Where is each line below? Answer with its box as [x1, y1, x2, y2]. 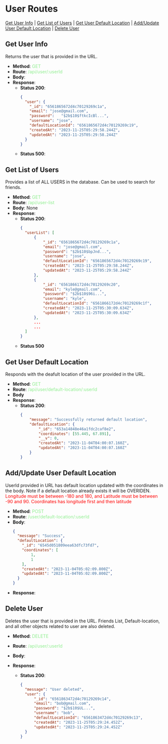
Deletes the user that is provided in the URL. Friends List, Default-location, [5, 618, 160, 624]
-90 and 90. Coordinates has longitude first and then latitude [5, 498, 132, 504]
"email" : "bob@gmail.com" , [33, 701, 91, 706]
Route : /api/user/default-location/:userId [12, 386, 98, 392]
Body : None [12, 205, 38, 211]
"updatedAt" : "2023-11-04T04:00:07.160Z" [38, 445, 128, 451]
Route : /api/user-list [12, 200, 55, 206]
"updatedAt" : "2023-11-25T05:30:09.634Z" [43, 310, 132, 315]
